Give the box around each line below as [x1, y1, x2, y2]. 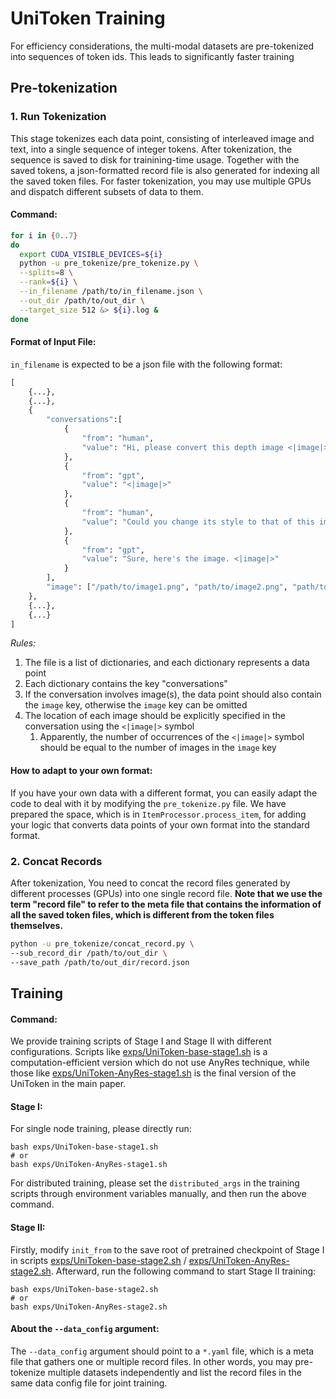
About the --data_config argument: [10, 1323, 160, 1335]
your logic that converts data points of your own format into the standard [10, 818, 310, 831]
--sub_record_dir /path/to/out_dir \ [10, 948, 168, 958]
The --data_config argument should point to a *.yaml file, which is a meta [10, 1345, 315, 1357]
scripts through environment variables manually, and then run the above [10, 1188, 307, 1200]
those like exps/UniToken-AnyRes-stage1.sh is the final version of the [10, 1067, 297, 1079]
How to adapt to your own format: [10, 765, 153, 776]
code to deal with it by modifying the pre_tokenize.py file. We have [10, 797, 287, 809]
